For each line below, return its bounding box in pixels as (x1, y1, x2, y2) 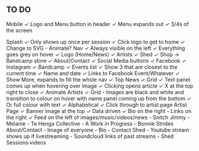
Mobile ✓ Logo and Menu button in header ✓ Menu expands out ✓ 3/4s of (6, 20, 189, 27)
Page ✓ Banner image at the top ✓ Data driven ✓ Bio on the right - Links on (6, 107, 192, 114)
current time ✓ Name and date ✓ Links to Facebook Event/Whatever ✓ (6, 69, 180, 76)
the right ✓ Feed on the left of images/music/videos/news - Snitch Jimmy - (6, 114, 190, 121)
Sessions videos (6, 139, 46, 146)
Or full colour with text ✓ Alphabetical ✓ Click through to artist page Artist (6, 101, 187, 108)
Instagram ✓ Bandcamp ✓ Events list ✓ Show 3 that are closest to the (6, 63, 178, 70)
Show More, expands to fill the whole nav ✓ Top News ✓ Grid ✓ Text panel (6, 76, 191, 83)
